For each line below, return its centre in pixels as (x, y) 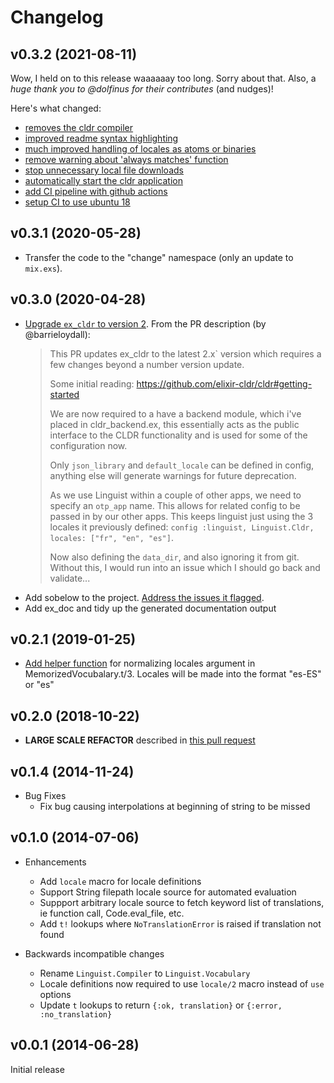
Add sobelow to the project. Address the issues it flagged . (144, 597)
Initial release (37, 1069)
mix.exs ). (43, 268)
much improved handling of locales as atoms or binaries (140, 149)
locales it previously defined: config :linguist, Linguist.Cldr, (182, 527)
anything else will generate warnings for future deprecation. (173, 475)
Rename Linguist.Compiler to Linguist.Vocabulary (145, 973)
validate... (70, 578)
